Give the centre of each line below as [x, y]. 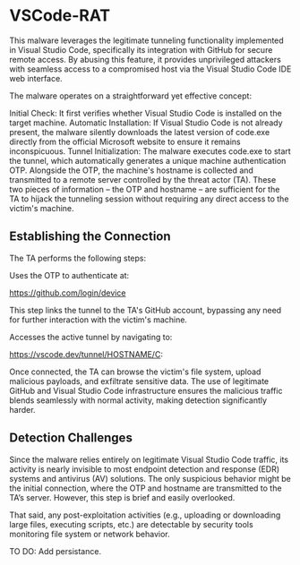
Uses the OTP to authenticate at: [69, 275]
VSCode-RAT [60, 16]
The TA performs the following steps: [78, 258]
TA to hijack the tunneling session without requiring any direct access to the [149, 199]
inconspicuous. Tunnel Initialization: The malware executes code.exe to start [150, 151]
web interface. [36, 78]
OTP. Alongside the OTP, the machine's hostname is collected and [131, 170]
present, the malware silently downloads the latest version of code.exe [140, 132]
